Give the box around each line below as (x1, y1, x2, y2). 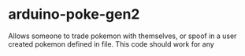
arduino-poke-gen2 (8, 5, 140, 23)
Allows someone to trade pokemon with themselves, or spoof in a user (8, 31, 237, 40)
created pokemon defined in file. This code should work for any (8, 39, 214, 48)
